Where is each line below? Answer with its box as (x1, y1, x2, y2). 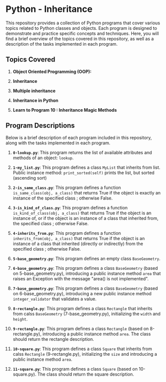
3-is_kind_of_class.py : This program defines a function (12, 204, 128, 210)
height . (12, 316, 28, 322)
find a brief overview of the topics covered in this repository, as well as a (5, 36, 154, 42)
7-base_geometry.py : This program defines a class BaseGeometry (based (12, 285, 158, 291)
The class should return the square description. (37, 371, 134, 377)
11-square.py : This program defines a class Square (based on (12, 366, 138, 372)
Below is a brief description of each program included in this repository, (5, 134, 152, 140)
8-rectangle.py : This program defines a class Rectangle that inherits (12, 305, 153, 311)
